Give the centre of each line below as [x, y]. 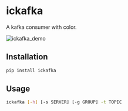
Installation [27, 57]
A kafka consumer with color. [42, 27]
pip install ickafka [31, 70]
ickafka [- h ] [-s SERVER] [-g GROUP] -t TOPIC [64, 102]
